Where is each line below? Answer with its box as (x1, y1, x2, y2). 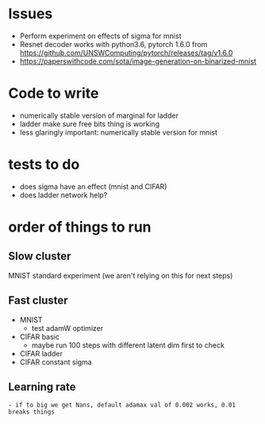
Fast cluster (8, 294, 69, 307)
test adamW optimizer (31, 323, 104, 333)
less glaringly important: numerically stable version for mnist (19, 127, 218, 137)
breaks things (8, 408, 56, 416)
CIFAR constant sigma (19, 357, 93, 367)
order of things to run (8, 218, 152, 235)
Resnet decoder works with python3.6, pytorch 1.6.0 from (19, 39, 208, 49)
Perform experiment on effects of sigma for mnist (19, 31, 182, 41)
